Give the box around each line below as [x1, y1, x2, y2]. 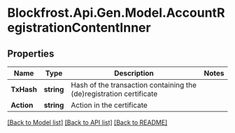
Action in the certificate [71, 100, 148, 110]
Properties [7, 48, 55, 59]
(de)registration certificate [71, 89, 158, 99]
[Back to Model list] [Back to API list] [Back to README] [7, 118, 168, 127]
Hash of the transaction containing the [71, 80, 197, 90]
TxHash [10, 85, 37, 94]
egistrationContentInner [7, 20, 152, 36]
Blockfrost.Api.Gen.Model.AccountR [7, 5, 225, 21]
